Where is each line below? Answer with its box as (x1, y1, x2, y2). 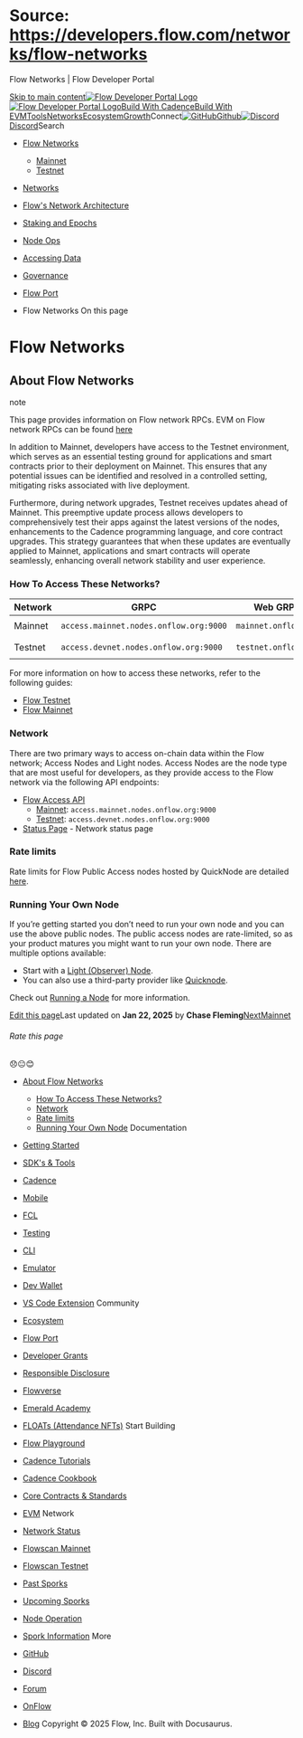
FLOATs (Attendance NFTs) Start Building (22, 1420, 176, 1431)
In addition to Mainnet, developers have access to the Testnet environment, (9, 441, 289, 452)
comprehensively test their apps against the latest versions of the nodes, (9, 517, 280, 527)
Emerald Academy (22, 1403, 91, 1414)
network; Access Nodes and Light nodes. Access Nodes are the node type (9, 757, 288, 768)
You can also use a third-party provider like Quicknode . (22, 974, 228, 986)
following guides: (9, 678, 74, 689)
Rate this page (9, 1030, 64, 1041)
